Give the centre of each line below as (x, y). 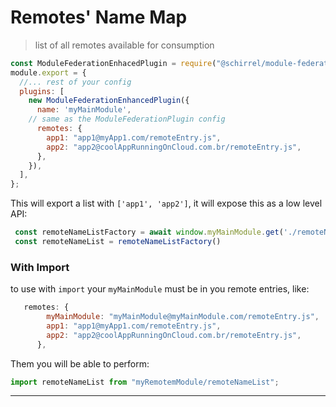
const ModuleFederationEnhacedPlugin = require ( (113, 63)
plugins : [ (42, 91)
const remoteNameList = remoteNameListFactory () (118, 242)
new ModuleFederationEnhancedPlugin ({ (109, 101)
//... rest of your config (75, 82)
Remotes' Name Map (99, 17)
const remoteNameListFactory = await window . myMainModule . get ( (149, 232)
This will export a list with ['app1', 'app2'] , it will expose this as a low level (166, 203)
